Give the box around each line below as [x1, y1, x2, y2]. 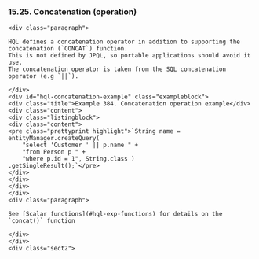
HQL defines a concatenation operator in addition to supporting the [8, 38, 241, 46]
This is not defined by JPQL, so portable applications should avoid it [8, 52, 251, 60]
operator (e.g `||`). [8, 72, 79, 80]
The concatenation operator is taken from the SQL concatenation [8, 65, 226, 73]
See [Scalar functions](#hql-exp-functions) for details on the [8, 210, 223, 218]
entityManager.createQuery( [8, 135, 100, 142]
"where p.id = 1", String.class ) [22, 155, 135, 163]
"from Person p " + [22, 148, 86, 156]
